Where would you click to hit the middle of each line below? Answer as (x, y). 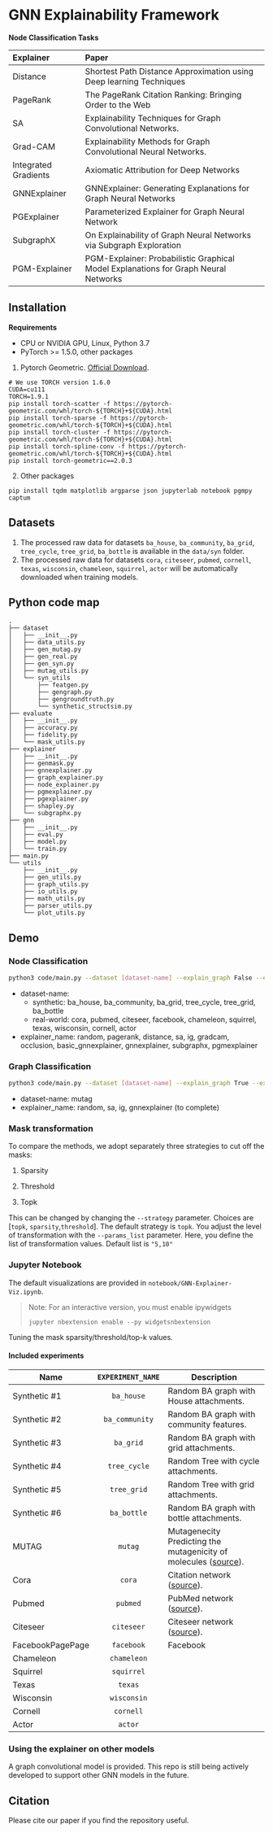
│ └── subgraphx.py (45, 814)
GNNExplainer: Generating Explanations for (167, 188)
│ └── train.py (38, 849)
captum (19, 498)
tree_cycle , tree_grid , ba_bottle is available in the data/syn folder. (132, 551)
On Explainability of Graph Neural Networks (168, 235)
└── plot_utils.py (54, 913)
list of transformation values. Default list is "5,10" (91, 1244)
